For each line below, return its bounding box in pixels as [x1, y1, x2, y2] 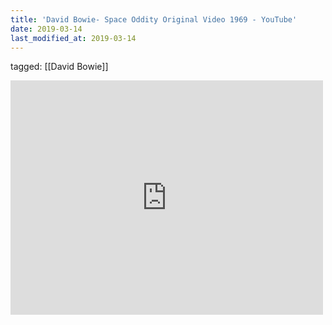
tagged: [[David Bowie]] [10, 61, 109, 73]
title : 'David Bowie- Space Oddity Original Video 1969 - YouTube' [10, 14, 298, 25]
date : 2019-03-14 [10, 24, 83, 34]
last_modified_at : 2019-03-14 [10, 33, 137, 43]
